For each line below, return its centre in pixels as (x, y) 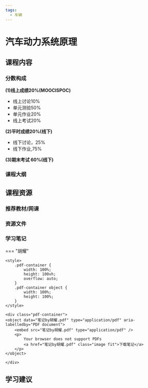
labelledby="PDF (23, 324)
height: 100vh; (40, 274)
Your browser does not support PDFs (63, 339)
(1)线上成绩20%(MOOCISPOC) (38, 90)
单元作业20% (27, 114)
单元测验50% (27, 108)
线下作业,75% (27, 149)
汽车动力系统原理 (41, 42)
